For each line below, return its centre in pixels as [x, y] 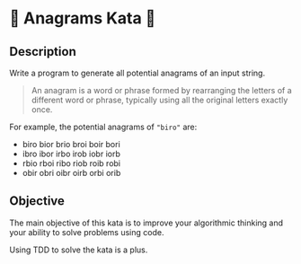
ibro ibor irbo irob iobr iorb [71, 154]
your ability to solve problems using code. [87, 232]
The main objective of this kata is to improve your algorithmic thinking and [146, 223]
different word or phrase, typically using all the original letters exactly [159, 100]
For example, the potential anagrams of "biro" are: [103, 127]
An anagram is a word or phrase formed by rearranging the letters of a [161, 90]
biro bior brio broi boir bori [71, 144]
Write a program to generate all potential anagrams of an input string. [137, 73]
